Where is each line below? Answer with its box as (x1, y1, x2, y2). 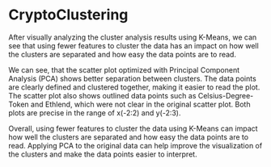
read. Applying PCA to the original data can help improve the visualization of (8, 140, 263, 150)
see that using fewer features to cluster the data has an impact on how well (8, 40, 259, 50)
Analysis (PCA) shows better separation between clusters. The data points (8, 73, 256, 83)
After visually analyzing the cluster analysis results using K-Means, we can (8, 32, 257, 42)
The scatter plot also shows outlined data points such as (8, 90, 197, 100)
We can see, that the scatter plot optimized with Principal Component (8, 65, 240, 74)
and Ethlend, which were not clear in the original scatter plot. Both (31, 99, 251, 109)
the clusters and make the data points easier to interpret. (8, 149, 197, 159)
